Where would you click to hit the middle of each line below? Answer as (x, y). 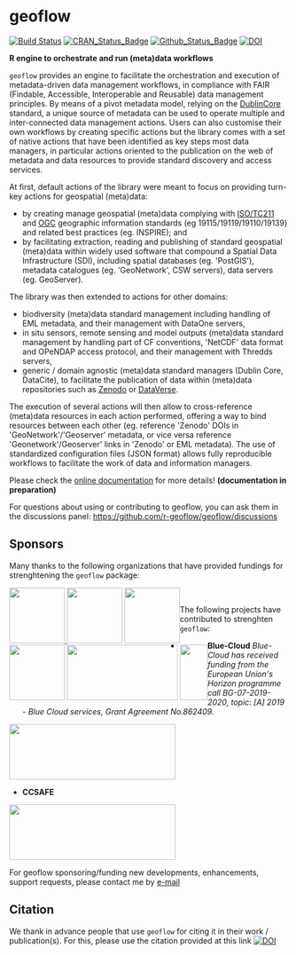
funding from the (238, 664)
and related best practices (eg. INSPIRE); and (105, 232)
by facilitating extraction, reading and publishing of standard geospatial (152, 241)
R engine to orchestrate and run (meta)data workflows (112, 58)
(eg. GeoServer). (53, 279)
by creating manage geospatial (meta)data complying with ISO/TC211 (148, 213)
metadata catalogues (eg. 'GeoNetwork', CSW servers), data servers (148, 270)
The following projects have (230, 609)
